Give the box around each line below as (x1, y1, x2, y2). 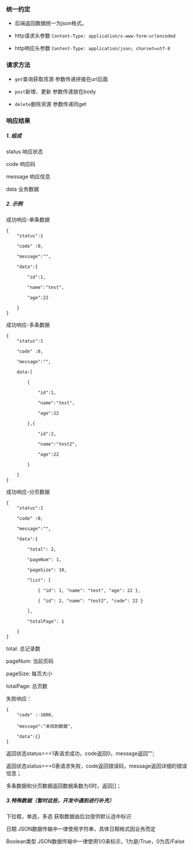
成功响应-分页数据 (6, 489, 50, 496)
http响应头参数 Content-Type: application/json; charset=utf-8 (14, 45, 171, 52)
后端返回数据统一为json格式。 (14, 19, 87, 27)
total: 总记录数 (6, 645, 41, 652)
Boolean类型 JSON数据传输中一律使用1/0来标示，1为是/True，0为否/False (6, 838, 185, 845)
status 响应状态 (6, 148, 44, 155)
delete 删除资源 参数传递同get (14, 100, 87, 107)
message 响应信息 (6, 173, 51, 180)
